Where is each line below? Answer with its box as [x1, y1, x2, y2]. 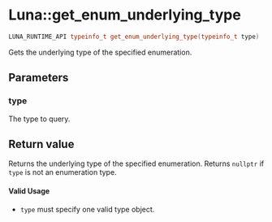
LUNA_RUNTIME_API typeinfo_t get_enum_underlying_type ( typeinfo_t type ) [8, 33, 260, 41]
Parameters [8, 71, 69, 85]
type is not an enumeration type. [8, 168, 117, 177]
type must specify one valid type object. [19, 204, 155, 214]
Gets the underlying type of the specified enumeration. [8, 47, 192, 57]
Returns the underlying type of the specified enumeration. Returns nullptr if [8, 159, 265, 168]
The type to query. [8, 114, 71, 124]
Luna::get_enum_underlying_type [8, 6, 241, 24]
